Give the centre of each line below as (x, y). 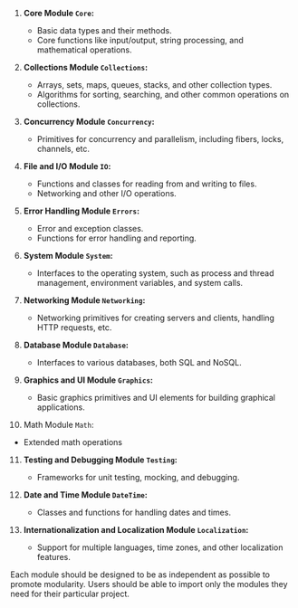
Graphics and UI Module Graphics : (88, 380)
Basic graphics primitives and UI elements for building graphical (156, 398)
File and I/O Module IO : (67, 166)
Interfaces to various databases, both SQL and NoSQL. (139, 362)
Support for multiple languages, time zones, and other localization (160, 547)
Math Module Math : (58, 425)
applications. (61, 407)
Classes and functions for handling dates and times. (134, 512)
